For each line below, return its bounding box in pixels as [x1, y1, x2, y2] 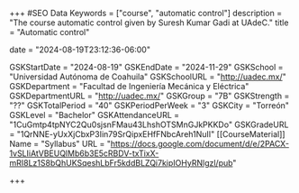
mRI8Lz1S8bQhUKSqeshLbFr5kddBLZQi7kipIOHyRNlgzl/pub [9, 158, 233, 168]
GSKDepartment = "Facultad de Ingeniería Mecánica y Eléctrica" [9, 81, 249, 91]
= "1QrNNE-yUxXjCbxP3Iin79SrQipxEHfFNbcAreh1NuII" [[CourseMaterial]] [9, 129, 285, 139]
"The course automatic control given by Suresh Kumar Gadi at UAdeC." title [9, 17, 289, 28]
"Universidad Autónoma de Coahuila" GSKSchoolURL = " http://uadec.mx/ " [9, 71, 286, 82]
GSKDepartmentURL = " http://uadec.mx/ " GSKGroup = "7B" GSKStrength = [9, 90, 290, 101]
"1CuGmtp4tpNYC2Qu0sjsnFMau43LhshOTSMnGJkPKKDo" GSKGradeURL [9, 119, 289, 130]
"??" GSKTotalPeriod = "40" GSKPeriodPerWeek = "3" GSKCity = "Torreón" [9, 100, 290, 111]
